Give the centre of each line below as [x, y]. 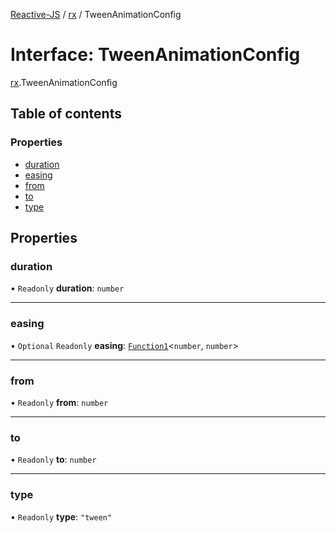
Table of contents [66, 114]
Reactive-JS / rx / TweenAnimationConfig [96, 14]
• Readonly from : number [59, 402]
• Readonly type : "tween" [61, 516]
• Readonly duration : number [67, 288]
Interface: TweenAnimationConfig [155, 55]
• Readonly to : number [53, 460]
